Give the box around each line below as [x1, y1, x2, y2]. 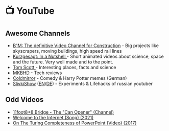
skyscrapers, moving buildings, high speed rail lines [12, 48, 122, 54]
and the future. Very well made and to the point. [12, 59, 113, 65]
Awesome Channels [5, 29, 70, 37]
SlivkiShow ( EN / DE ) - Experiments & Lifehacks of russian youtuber [12, 81, 153, 86]
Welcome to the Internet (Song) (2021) [12, 114, 94, 120]
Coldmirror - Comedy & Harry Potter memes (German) [12, 75, 127, 81]
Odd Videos [5, 95, 44, 104]
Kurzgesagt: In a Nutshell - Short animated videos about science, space [12, 53, 164, 59]
